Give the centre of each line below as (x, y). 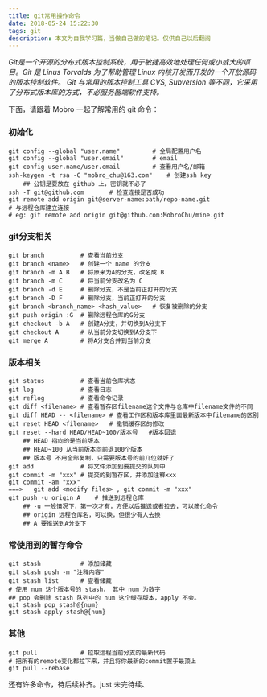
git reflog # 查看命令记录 (66, 398)
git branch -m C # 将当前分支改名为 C (76, 281)
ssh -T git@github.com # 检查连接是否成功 (86, 192)
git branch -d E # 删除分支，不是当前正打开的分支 (93, 289)
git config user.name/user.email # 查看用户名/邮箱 (107, 167)
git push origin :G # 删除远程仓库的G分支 (77, 315)
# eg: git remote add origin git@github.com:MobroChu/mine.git (117, 215)
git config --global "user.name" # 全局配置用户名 (105, 151)
